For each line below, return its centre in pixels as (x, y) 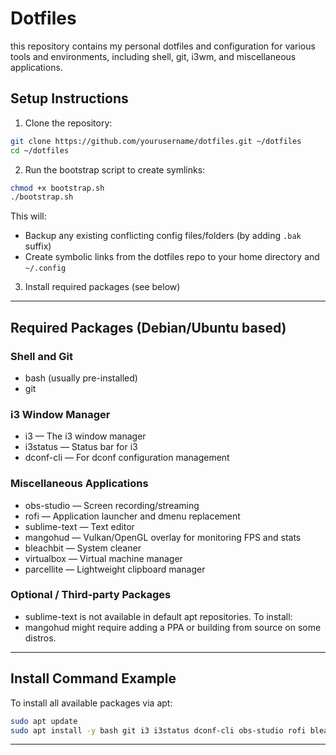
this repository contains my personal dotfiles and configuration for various (163, 46)
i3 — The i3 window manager (85, 436)
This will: (28, 216)
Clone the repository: (68, 123)
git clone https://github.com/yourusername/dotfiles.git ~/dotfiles (156, 141)
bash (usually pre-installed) (81, 378)
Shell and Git (41, 356)
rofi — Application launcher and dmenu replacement (132, 516)
